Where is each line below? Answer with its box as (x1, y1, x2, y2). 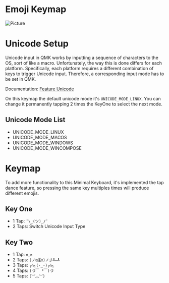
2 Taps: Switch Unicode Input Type (12, 223, 86, 230)
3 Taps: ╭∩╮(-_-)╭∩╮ (12, 262, 54, 268)
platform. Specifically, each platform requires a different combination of (5, 65, 154, 71)
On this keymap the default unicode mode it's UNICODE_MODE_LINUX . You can (5, 95, 161, 101)
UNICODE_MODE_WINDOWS (12, 140, 73, 146)
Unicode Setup (5, 38, 69, 49)
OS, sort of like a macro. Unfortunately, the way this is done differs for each (5, 60, 162, 66)
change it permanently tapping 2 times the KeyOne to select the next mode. (5, 101, 162, 107)
